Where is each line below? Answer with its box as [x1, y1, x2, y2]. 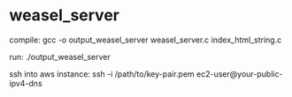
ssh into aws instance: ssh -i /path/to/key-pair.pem [9, 68, 195, 79]
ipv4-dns [9, 78, 42, 88]
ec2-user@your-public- [196, 68, 283, 79]
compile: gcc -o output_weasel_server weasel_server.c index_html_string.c [9, 34, 282, 45]
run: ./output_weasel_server [9, 51, 111, 62]
